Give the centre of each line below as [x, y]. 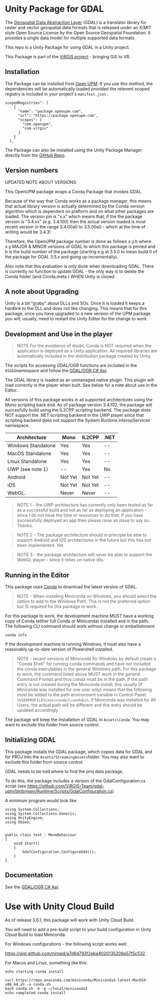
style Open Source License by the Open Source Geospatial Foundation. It [78, 33]
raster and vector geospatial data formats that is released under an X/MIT [78, 27]
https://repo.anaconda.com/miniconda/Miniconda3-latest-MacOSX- [82, 980]
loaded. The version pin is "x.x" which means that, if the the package [74, 216]
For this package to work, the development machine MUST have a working [79, 616]
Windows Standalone [32, 446]
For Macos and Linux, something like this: [46, 963]
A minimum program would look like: [41, 800]
